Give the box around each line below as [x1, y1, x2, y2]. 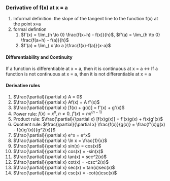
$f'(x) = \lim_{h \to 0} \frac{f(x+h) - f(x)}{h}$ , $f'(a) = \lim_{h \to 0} [20, 32, 160, 38]
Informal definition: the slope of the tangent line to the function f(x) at [13, 16, 158, 22]
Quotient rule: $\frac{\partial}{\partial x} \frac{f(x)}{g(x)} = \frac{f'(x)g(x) [13, 121, 165, 128]
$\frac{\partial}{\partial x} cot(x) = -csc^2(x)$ [13, 159, 109, 165]
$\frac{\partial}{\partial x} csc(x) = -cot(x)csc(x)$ [13, 170, 117, 176]
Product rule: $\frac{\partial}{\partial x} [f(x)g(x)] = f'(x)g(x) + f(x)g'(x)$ [13, 116, 163, 122]
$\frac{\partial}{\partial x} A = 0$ [13, 93, 83, 100]
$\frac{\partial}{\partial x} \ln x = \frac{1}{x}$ [13, 137, 108, 143]
